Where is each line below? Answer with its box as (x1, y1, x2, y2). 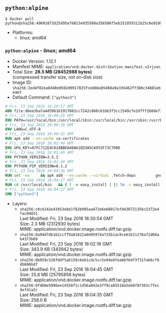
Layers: (12, 200, 28, 206)
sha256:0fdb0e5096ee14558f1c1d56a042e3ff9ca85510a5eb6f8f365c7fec (19, 283, 160, 288)
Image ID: (12, 79, 32, 85)
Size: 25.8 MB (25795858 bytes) (19, 271, 85, 277)
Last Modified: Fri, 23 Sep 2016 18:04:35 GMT (19, 292, 114, 298)
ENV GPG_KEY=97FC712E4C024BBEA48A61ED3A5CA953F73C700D (5, 145, 121, 150)
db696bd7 (19, 262, 38, 267)
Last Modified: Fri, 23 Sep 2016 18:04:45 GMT (19, 266, 114, 272)
